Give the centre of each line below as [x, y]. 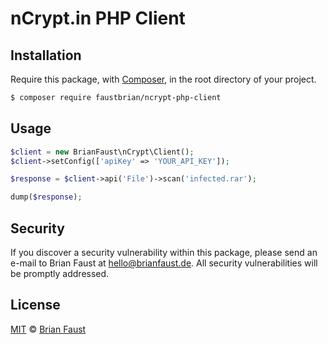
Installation [46, 55]
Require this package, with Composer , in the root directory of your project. [163, 79]
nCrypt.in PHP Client [98, 18]
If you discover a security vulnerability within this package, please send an [164, 252]
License [35, 305]
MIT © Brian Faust [48, 329]
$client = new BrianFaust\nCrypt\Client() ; [102, 152]
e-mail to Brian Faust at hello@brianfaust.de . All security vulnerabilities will [164, 263]
